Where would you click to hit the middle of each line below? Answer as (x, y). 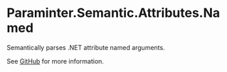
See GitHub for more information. (56, 61)
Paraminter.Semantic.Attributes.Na (114, 13)
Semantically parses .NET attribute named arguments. (86, 47)
